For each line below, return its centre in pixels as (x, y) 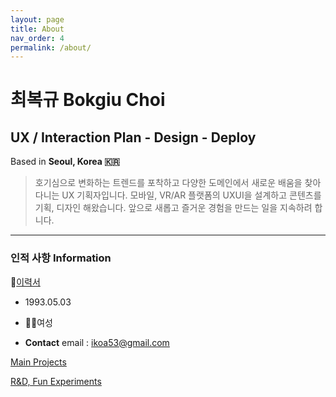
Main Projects (38, 362)
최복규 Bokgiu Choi (88, 100)
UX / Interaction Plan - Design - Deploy (133, 137)
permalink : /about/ (51, 47)
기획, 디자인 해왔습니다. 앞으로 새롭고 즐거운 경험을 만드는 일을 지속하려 (173, 208)
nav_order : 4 (37, 38)
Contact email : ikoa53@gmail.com (97, 342)
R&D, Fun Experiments (56, 381)
